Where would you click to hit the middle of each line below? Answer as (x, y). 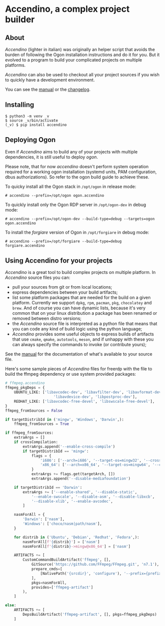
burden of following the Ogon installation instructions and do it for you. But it (82, 55)
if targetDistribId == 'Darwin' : (48, 487)
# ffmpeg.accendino (25, 383)
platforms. (15, 65)
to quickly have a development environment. (50, 80)
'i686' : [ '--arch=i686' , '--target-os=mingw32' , (91, 460)
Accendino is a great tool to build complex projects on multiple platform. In (81, 272)
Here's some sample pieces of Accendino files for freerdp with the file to (79, 369)
